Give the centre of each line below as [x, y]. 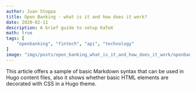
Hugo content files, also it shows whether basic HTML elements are [87, 77]
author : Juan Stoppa [31, 11]
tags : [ [15, 38]
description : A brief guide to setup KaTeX [60, 28]
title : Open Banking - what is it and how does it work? [77, 17]
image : [14, 55]
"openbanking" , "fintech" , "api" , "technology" [75, 44]
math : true [19, 33]
